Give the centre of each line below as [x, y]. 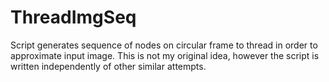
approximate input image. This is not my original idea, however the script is [165, 55]
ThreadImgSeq [73, 17]
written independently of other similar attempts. [108, 66]
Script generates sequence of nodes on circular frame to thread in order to [164, 45]
